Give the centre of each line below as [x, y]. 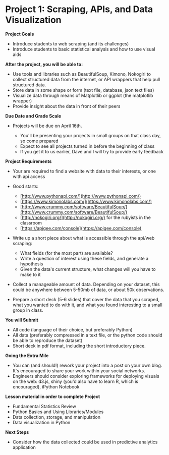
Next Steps [17, 432]
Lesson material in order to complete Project [53, 396]
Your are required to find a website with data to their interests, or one [84, 171]
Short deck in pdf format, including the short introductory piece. [79, 346]
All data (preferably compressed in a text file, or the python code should [87, 335]
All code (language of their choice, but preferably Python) [72, 329]
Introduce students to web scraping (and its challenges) [71, 43]
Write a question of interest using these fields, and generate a [84, 258]
